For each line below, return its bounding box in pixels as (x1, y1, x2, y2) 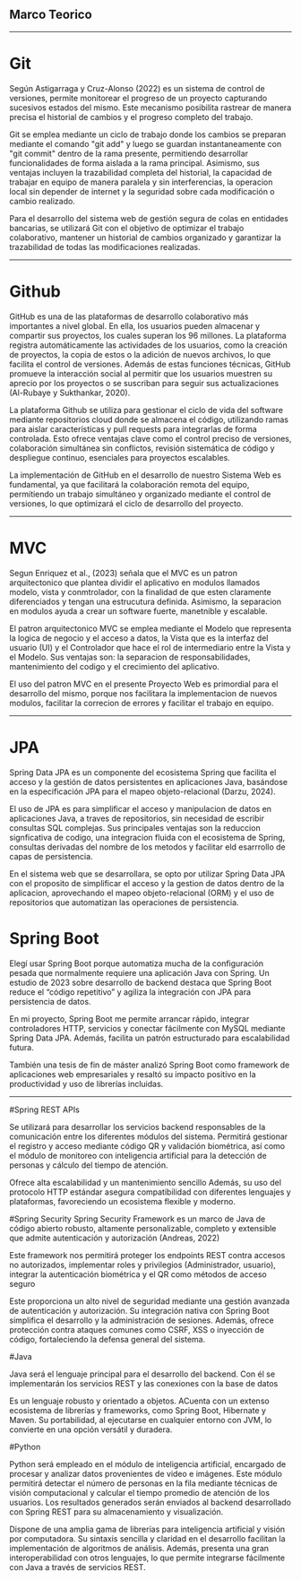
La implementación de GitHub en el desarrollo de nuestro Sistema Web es (9, 470, 282, 480)
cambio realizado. (9, 195, 76, 206)
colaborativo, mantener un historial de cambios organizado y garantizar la (9, 232, 282, 243)
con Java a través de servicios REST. (9, 1561, 146, 1572)
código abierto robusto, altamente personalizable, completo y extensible (9, 1222, 277, 1233)
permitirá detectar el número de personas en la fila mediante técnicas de (9, 1478, 278, 1489)
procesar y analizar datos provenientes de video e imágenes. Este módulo (9, 1468, 282, 1479)
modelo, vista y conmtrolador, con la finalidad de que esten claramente (9, 586, 271, 597)
